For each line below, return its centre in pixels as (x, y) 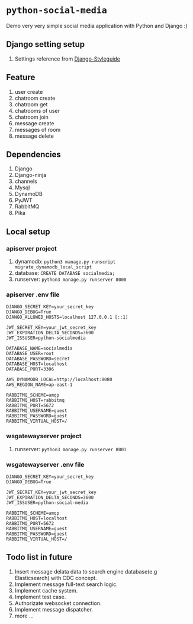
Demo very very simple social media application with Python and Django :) (97, 26)
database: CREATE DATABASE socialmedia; (65, 273)
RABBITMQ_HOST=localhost (37, 518)
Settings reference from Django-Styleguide (67, 59)
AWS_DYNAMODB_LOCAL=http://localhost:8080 (59, 380)
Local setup (28, 231)
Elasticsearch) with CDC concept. (56, 578)
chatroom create (35, 98)
